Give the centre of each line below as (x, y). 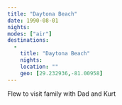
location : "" (39, 67)
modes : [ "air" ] (30, 34)
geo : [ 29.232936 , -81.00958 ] (61, 73)
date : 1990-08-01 (33, 21)
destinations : (28, 40)
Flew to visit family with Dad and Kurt (62, 94)
